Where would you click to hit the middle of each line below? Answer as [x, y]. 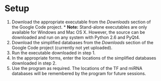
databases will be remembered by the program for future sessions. [79, 73]
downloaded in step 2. [34, 63]
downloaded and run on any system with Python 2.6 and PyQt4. [76, 37]
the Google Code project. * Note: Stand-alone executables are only [79, 27]
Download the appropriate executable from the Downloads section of [81, 22]
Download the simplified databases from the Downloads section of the [82, 42]
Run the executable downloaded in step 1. [53, 53]
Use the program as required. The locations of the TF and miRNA [77, 68]
